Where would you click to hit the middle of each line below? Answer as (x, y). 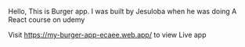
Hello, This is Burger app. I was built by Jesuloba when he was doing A (122, 11)
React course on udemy (47, 20)
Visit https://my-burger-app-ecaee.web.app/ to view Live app (107, 35)
